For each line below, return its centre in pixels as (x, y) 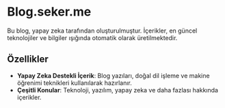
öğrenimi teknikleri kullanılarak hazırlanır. (74, 83)
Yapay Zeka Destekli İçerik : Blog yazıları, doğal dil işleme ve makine (113, 75)
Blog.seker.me (49, 12)
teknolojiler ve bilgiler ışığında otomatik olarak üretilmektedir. (92, 37)
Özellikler (28, 59)
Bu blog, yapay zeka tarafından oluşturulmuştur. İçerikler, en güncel (102, 31)
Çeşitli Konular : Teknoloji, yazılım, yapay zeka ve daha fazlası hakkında (118, 90)
